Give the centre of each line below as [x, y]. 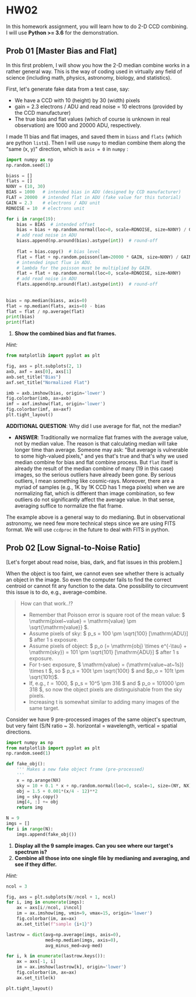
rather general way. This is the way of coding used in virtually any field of [94, 71]
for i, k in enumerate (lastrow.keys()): [56, 956]
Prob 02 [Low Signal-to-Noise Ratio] [73, 548]
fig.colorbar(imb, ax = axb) [39, 399]
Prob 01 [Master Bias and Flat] [62, 51]
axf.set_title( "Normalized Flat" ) [48, 382]
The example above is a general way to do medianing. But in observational [95, 517]
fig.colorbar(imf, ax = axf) [39, 410]
